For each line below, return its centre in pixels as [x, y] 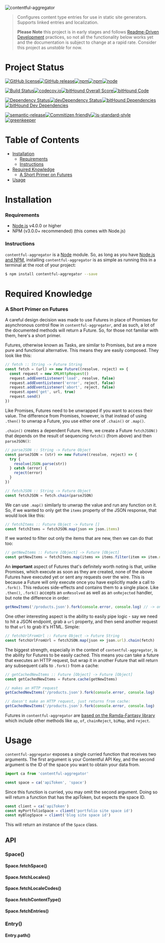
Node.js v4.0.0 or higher [37, 226]
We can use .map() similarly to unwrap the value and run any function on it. [81, 505]
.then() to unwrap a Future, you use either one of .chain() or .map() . [75, 421]
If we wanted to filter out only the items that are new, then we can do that [79, 538]
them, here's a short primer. [33, 336]
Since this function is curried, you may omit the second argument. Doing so [82, 792]
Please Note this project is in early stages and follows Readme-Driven [88, 32]
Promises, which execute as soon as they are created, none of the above [79, 572]
